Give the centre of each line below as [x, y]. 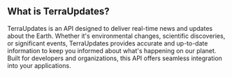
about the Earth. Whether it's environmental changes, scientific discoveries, [116, 36]
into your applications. [39, 65]
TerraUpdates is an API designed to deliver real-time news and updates [110, 28]
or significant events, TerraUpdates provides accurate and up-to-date [108, 43]
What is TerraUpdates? [58, 12]
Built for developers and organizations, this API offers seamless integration [115, 58]
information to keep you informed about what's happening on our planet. [112, 50]
